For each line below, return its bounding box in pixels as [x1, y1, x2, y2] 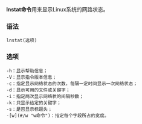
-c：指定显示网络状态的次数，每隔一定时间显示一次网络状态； [6, 81, 138, 87]
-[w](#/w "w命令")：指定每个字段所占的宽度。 [6, 113, 109, 119]
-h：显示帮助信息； [6, 67, 48, 74]
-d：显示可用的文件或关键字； [6, 87, 71, 93]
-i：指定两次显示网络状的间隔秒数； [6, 93, 84, 99]
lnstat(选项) [6, 37, 37, 44]
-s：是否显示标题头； [6, 106, 53, 112]
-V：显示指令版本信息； [6, 74, 57, 80]
